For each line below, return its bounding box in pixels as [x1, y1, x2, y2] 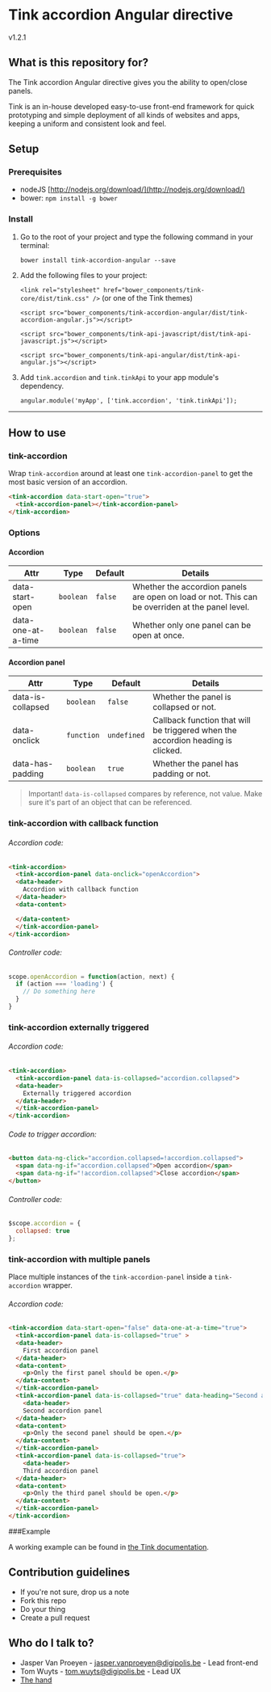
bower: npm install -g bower [19, 193, 119, 203]
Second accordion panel [23, 1407, 103, 1415]
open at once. [131, 630, 185, 641]
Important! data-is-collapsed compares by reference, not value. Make [27, 789, 263, 799]
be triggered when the [152, 725, 237, 736]
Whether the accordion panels [131, 581, 248, 593]
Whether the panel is [152, 691, 231, 703]
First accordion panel [23, 1346, 99, 1355]
